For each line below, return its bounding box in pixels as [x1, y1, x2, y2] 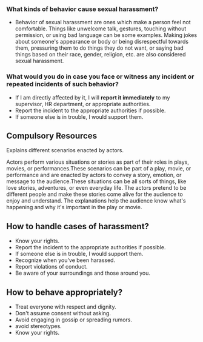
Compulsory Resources [6, 130, 98, 141]
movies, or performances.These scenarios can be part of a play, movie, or [6, 165, 191, 172]
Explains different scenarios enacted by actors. [6, 147, 124, 154]
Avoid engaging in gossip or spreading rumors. [15, 316, 132, 323]
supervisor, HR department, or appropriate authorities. [15, 100, 151, 107]
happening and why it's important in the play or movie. [6, 204, 142, 211]
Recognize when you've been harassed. [15, 256, 116, 264]
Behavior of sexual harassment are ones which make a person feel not [15, 19, 191, 26]
